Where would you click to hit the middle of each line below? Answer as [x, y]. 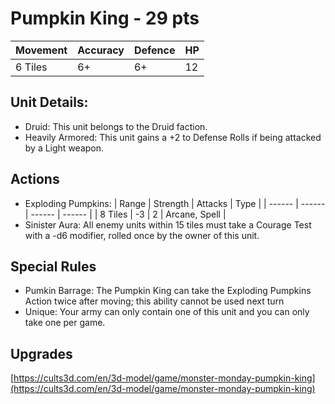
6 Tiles [31, 67]
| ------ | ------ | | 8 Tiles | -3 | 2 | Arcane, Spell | [125, 214]
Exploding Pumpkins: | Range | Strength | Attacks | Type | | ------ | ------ [175, 203]
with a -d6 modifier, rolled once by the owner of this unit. [142, 235]
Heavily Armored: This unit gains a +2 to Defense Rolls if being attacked [173, 137]
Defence [154, 50]
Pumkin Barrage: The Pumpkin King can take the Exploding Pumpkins [168, 291]
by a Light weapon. [64, 148]
